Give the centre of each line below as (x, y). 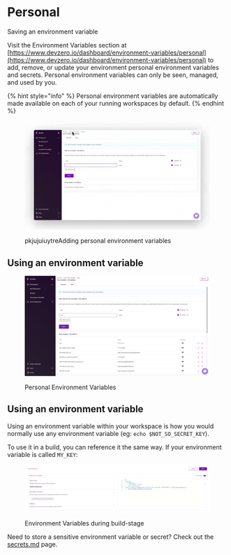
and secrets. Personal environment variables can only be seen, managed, (113, 75)
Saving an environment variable (53, 31)
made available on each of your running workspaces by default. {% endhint (116, 103)
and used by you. (32, 82)
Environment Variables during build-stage (84, 523)
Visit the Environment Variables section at (67, 45)
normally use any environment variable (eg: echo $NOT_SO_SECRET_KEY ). (108, 433)
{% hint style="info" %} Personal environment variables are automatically (113, 96)
